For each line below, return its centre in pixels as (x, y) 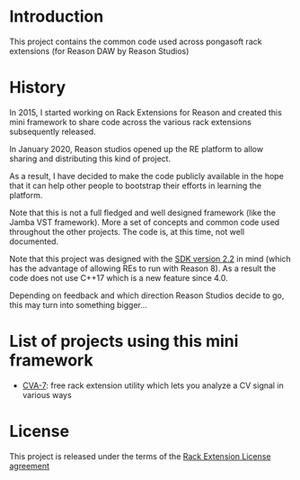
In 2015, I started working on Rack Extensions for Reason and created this (146, 112)
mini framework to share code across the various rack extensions (130, 122)
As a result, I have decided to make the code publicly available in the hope (147, 176)
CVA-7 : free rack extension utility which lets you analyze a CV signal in (153, 385)
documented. (34, 241)
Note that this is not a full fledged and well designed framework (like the (143, 213)
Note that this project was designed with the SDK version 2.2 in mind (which (150, 258)
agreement (30, 466)
